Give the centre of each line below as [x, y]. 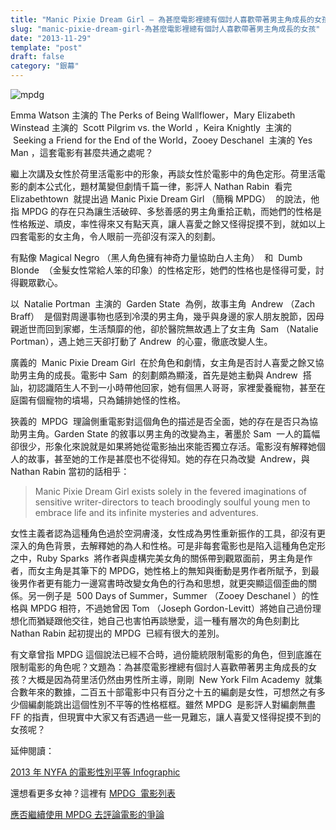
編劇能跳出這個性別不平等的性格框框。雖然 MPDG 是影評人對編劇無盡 [171, 704]
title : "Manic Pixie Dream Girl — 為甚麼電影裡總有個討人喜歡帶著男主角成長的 [162, 19]
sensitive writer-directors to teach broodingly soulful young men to [172, 502]
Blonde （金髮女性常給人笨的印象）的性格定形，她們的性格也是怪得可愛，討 [167, 270]
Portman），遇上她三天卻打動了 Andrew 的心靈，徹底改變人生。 [141, 341]
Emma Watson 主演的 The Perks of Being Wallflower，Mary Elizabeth [153, 115]
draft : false [37, 57]
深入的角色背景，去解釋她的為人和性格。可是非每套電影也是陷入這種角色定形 [168, 545]
